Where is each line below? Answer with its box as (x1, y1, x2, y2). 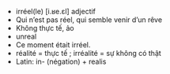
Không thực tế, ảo (15, 24, 74, 32)
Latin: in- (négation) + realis (15, 57, 107, 66)
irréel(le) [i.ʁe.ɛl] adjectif (15, 7, 96, 16)
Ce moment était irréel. (15, 40, 91, 50)
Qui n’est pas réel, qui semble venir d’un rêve (15, 15, 163, 24)
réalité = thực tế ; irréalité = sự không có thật (15, 49, 162, 57)
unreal (15, 31, 37, 41)
